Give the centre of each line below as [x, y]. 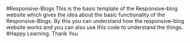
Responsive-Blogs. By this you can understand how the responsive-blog [95, 21]
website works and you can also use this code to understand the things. [95, 27]
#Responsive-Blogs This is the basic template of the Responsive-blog [92, 9]
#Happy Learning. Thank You [42, 34]
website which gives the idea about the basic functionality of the [86, 15]
